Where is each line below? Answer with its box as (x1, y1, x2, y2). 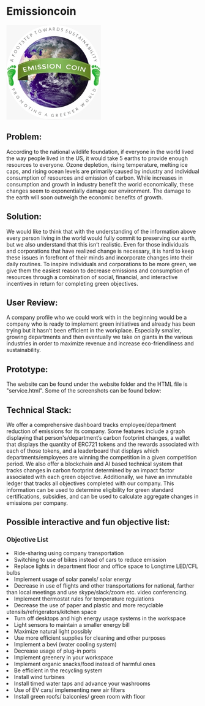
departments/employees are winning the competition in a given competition (6, 454, 197, 461)
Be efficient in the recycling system (14, 667, 103, 674)
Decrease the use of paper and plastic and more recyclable (14, 601, 163, 608)
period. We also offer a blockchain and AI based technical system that (6, 460, 183, 467)
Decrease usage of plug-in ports (14, 647, 96, 654)
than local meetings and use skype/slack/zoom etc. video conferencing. (6, 588, 188, 596)
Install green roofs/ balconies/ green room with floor (14, 693, 146, 700)
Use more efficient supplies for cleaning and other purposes (14, 634, 166, 642)
